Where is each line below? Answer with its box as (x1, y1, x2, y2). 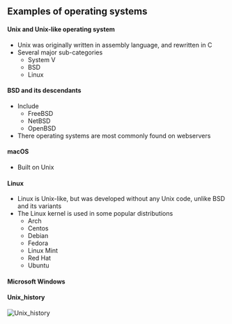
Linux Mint (27, 246, 58, 255)
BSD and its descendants (7, 87, 82, 95)
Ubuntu (27, 261, 49, 270)
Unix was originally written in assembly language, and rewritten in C (17, 40, 212, 49)
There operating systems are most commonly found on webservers (17, 131, 211, 140)
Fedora (27, 239, 49, 247)
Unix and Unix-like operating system (7, 24, 115, 34)
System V (27, 55, 56, 64)
